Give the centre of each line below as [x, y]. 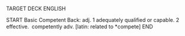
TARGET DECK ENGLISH [36, 9]
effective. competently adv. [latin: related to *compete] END [80, 27]
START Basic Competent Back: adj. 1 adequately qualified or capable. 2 [92, 20]
